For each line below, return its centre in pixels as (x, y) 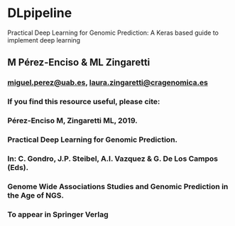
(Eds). (18, 167)
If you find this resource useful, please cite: (84, 102)
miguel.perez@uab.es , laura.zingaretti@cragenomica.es (108, 83)
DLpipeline (40, 13)
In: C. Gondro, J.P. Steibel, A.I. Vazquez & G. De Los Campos (113, 159)
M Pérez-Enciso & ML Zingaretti (79, 63)
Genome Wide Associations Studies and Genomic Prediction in (118, 186)
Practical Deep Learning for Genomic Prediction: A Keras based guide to (113, 33)
